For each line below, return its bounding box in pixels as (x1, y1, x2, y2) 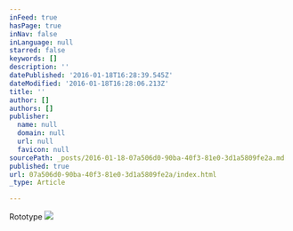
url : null (17, 137, 53, 146)
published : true (9, 162, 69, 171)
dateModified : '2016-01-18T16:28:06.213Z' (9, 79, 169, 88)
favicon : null (17, 145, 69, 154)
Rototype (9, 211, 43, 222)
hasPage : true (9, 21, 62, 30)
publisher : (9, 112, 50, 121)
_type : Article (9, 179, 66, 187)
